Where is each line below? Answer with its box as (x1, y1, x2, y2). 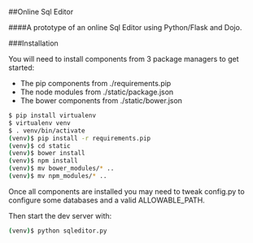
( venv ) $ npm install (8, 157, 79, 165)
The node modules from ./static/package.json (20, 87, 174, 97)
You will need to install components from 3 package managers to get (8, 54, 239, 63)
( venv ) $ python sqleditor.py (8, 227, 107, 235)
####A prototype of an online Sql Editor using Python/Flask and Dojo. (8, 23, 242, 32)
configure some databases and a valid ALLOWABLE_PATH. (8, 195, 205, 205)
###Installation (8, 38, 59, 48)
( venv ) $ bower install (8, 150, 85, 158)
